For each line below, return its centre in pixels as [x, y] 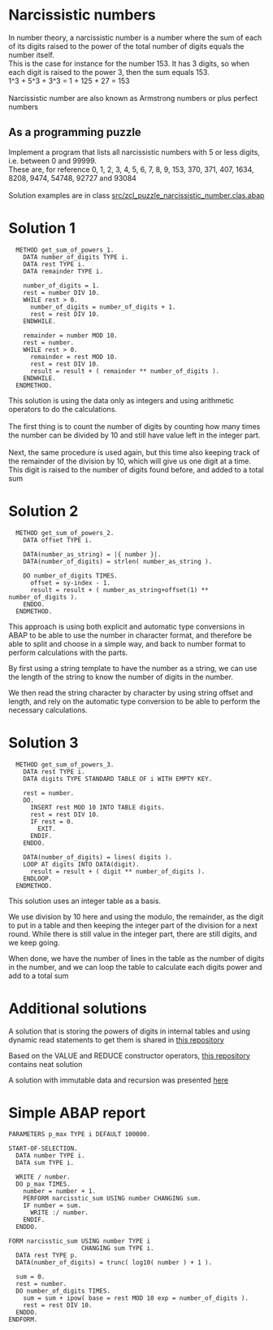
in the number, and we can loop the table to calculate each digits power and [135, 967]
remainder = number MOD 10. [70, 336]
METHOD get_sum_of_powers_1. [65, 250]
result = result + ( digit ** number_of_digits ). [117, 871]
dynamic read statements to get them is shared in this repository [117, 1039]
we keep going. [34, 942]
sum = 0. [30, 1277]
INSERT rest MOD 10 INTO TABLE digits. [97, 807]
